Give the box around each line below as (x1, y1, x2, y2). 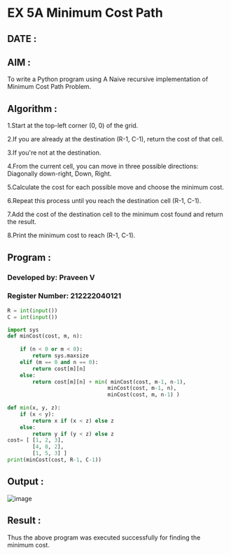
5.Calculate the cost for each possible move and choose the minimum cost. (7, 183, 224, 192)
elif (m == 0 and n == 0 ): (20, 358, 99, 365)
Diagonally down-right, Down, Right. (7, 169, 112, 178)
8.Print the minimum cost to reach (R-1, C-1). (7, 231, 136, 239)
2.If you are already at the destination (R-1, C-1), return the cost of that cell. (7, 135, 224, 143)
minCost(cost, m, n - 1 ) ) (107, 391, 180, 398)
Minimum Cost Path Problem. (7, 83, 92, 91)
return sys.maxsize (32, 352, 90, 360)
